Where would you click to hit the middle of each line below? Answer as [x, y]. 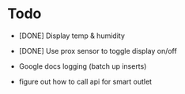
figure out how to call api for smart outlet [85, 81]
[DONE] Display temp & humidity [72, 36]
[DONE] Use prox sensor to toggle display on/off [98, 51]
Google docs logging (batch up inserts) [83, 66]
